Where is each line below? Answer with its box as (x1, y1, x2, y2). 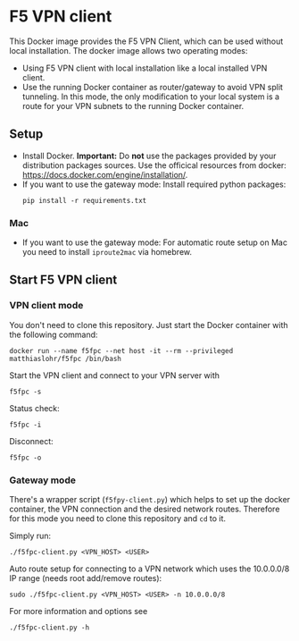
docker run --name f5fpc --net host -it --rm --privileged (9, 346, 234, 355)
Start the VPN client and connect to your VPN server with (9, 369, 220, 381)
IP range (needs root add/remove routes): (9, 573, 162, 584)
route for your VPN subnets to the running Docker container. (21, 100, 245, 111)
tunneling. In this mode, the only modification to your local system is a (21, 91, 279, 102)
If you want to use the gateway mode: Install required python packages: (21, 179, 287, 190)
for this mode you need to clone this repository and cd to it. (9, 513, 226, 524)
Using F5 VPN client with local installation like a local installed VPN (21, 63, 268, 73)
